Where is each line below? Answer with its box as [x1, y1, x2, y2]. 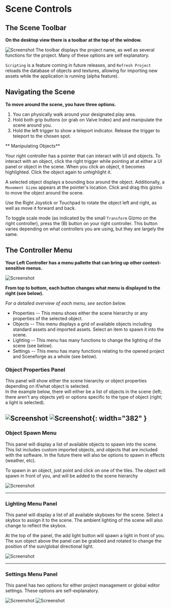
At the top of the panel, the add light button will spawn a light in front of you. [5, 532, 165, 539]
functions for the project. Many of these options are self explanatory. [5, 52, 150, 58]
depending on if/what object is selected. [5, 383, 90, 389]
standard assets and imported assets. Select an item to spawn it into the [12, 326, 164, 332]
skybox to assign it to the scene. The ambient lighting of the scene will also [5, 517, 163, 523]
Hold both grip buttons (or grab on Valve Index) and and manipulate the [12, 116, 163, 123]
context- [142, 259, 161, 265]
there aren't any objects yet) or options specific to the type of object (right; [5, 394, 163, 400]
